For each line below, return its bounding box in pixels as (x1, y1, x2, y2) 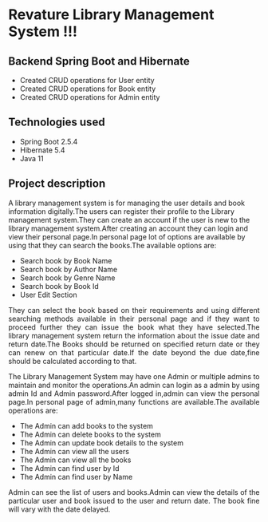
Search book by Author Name (19, 264, 118, 274)
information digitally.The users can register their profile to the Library (8, 206, 235, 216)
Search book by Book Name (19, 255, 112, 265)
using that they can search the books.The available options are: (8, 240, 217, 250)
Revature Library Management (8, 6, 215, 24)
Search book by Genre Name (19, 273, 116, 283)
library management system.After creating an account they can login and (8, 223, 249, 233)
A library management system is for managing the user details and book (8, 198, 246, 208)
